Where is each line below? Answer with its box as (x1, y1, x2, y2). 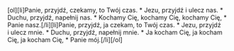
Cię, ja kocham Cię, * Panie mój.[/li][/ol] (7, 36, 123, 44)
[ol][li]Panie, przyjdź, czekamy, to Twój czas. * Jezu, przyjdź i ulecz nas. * (7, 6, 223, 14)
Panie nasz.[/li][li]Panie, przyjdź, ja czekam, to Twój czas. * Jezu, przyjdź (7, 21, 221, 29)
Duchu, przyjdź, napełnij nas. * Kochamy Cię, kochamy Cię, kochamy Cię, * (7, 13, 227, 22)
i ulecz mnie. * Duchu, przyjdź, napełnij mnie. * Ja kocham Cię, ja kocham (7, 28, 223, 36)
